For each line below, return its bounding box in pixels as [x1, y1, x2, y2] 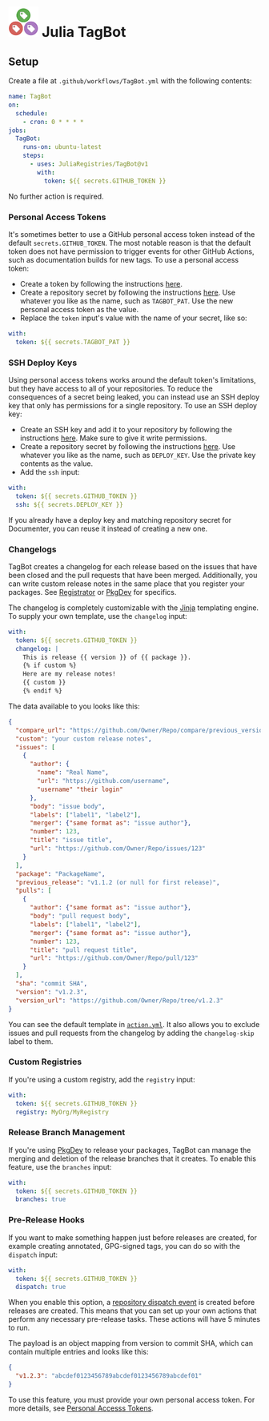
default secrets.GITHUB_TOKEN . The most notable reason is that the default [8, 238, 251, 247]
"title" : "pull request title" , [29, 945, 138, 954]
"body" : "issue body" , [29, 802, 106, 810]
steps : [22, 151, 45, 160]
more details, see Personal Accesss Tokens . [8, 1403, 154, 1413]
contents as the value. [19, 459, 94, 468]
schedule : [15, 109, 48, 118]
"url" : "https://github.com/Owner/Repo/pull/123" [29, 954, 199, 962]
